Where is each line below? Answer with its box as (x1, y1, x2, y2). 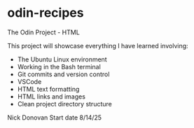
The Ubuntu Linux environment (17, 55, 107, 64)
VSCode (17, 77, 42, 85)
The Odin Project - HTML (7, 28, 81, 36)
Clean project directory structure (17, 99, 112, 108)
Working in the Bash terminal (17, 62, 102, 71)
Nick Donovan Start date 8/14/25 (7, 113, 102, 122)
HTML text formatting (17, 85, 80, 93)
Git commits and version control (17, 70, 110, 78)
